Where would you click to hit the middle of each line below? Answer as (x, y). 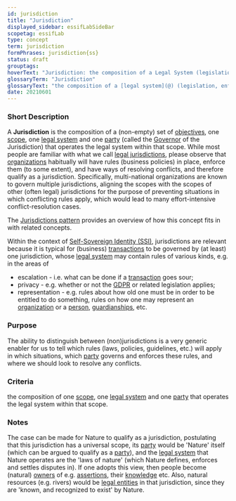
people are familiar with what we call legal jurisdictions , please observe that (117, 155)
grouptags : (23, 66)
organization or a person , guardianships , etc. (82, 307)
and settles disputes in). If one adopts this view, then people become (107, 467)
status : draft (28, 60)
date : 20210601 (29, 92)
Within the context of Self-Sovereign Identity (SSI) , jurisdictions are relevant (117, 241)
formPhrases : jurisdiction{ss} (53, 53)
